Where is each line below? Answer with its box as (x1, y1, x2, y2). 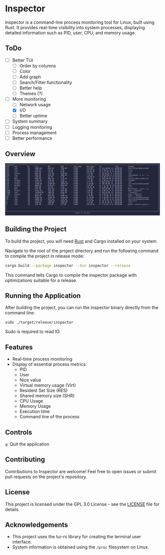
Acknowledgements (5, 520, 68, 529)
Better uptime (19, 113, 48, 119)
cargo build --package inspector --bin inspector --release (5, 263, 131, 268)
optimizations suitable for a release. (5, 277, 78, 283)
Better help (19, 85, 42, 91)
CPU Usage (19, 398, 43, 404)
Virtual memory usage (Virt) (19, 382, 76, 388)
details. (5, 506, 20, 512)
